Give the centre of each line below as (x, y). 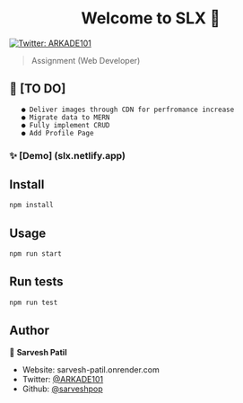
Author (29, 331)
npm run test (34, 302)
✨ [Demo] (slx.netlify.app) (67, 155)
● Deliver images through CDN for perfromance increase (128, 110)
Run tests (36, 282)
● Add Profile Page (57, 133)
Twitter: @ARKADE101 (63, 379)
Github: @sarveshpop (62, 389)
